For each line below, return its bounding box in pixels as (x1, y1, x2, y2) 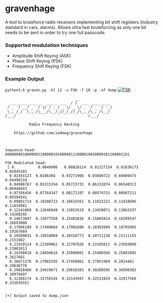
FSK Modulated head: (5, 160, 47, 165)
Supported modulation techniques (5, 42, 88, 48)
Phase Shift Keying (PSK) (12, 58, 63, 64)
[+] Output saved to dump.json (5, 293, 69, 298)
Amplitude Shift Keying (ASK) (12, 53, 71, 59)
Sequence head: (5, 147, 36, 152)
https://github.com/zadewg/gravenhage (14, 130, 93, 135)
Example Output (5, 75, 44, 82)
